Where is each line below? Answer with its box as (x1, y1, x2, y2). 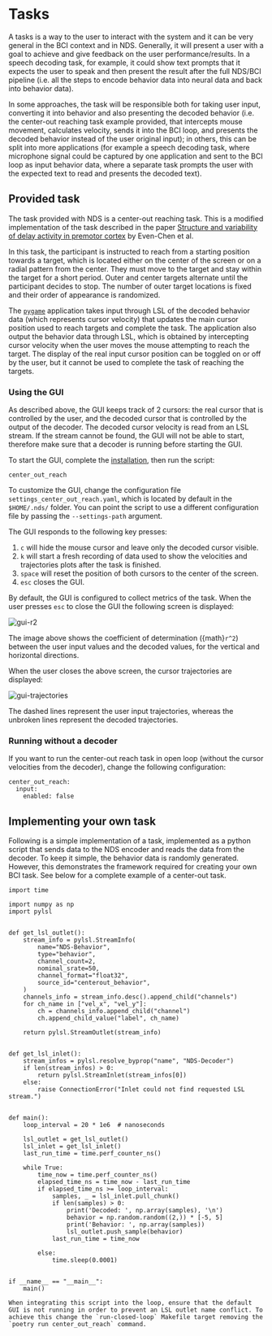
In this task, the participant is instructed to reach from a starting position (8, 246, 250, 256)
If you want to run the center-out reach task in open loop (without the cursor (8, 754, 264, 764)
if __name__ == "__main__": (8, 1277, 104, 1286)
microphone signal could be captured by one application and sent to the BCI (8, 151, 263, 161)
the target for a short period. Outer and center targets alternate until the (8, 272, 248, 282)
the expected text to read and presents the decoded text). (8, 168, 202, 178)
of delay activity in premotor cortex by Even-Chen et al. (8, 231, 194, 241)
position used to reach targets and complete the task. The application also (8, 323, 257, 333)
